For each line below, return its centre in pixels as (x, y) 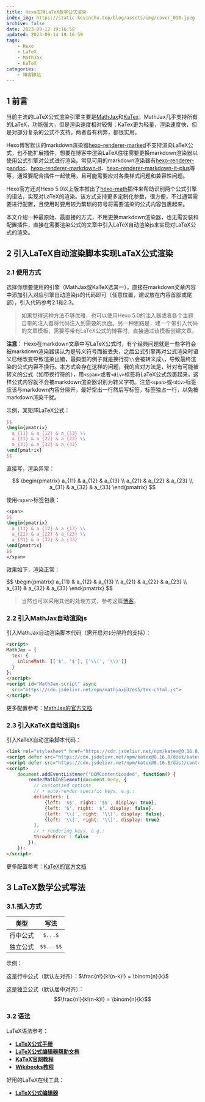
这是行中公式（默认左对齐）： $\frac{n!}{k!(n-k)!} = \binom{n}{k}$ (88, 976)
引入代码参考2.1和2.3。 (48, 302)
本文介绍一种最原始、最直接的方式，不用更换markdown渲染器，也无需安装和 (103, 217)
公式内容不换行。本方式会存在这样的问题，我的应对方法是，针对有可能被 (108, 366)
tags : (13, 40)
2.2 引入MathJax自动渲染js (47, 618)
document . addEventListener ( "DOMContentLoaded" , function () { (96, 774)
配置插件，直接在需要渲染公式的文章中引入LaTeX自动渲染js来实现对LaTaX (99, 225)
